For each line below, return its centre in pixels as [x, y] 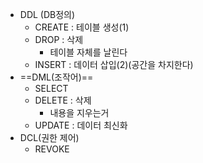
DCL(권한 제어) [49, 137]
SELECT [51, 88]
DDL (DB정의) [47, 14]
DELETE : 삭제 [63, 100]
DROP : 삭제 [59, 39]
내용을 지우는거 [79, 112]
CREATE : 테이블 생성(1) [82, 27]
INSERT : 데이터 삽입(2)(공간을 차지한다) [114, 64]
